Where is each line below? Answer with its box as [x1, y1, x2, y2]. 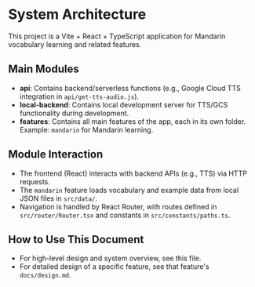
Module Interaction [8, 147, 104, 162]
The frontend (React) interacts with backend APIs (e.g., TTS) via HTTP [19, 169, 247, 178]
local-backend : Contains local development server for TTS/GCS [19, 100, 228, 109]
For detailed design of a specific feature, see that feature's [19, 262, 209, 271]
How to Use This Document [8, 233, 144, 246]
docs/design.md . [19, 271, 72, 280]
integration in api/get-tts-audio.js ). [19, 92, 140, 101]
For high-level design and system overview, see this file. [19, 253, 202, 263]
